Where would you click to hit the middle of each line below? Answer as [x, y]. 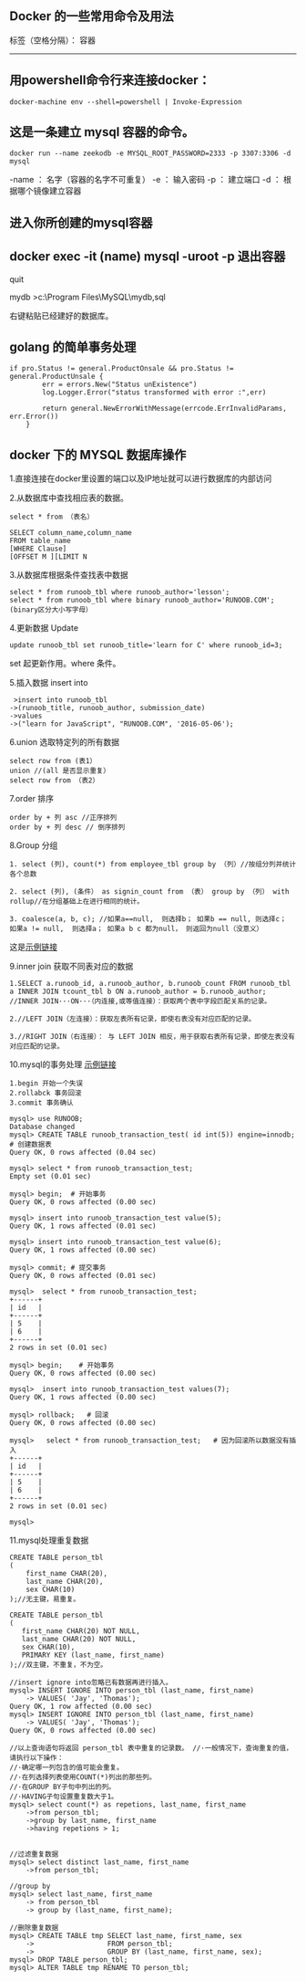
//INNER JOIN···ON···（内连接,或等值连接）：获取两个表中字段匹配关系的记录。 [140, 1001]
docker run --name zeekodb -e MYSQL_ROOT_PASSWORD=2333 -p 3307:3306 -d [150, 153]
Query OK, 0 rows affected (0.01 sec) [83, 1276]
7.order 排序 [32, 799]
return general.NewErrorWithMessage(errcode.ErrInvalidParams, [164, 409]
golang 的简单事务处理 [73, 347]
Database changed [42, 1127]
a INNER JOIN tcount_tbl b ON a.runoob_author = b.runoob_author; [138, 992]
